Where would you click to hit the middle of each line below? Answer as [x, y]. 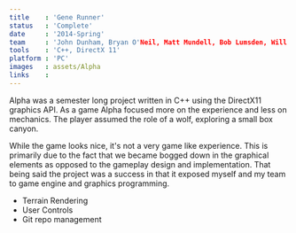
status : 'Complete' [51, 26]
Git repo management [62, 219]
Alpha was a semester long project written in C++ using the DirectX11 [135, 100]
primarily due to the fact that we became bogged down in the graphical [139, 155]
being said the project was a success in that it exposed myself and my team [148, 174]
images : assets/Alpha [55, 67]
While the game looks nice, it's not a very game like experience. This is [139, 145]
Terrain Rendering [55, 200]
